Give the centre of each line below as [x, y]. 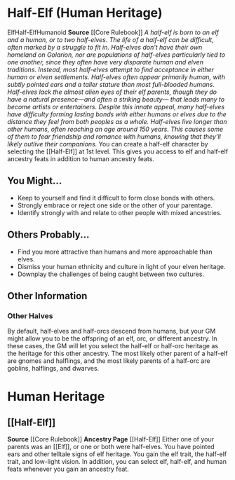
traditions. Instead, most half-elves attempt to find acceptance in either [111, 69]
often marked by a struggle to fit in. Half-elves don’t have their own [105, 47]
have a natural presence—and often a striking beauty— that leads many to [116, 99]
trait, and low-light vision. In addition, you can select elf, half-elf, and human [117, 462]
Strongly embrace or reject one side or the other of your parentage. [115, 205]
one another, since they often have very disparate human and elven [105, 62]
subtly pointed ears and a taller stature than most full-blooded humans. [111, 84]
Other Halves [30, 315]
